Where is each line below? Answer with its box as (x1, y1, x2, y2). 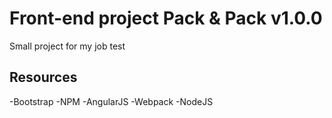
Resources (9, 69, 78, 86)
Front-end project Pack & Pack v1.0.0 (9, 7, 323, 30)
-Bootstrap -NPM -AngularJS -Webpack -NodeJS (9, 95, 214, 107)
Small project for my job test (9, 40, 126, 52)
